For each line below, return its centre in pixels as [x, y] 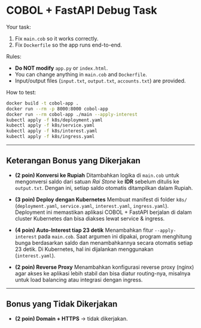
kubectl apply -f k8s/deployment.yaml [54, 120]
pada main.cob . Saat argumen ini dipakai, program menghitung [115, 236]
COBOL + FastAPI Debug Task [82, 10]
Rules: [14, 56]
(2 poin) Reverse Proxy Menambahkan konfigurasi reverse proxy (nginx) [104, 267]
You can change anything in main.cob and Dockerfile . [81, 74]
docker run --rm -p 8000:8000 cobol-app [57, 109]
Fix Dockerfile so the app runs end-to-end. [68, 45]
